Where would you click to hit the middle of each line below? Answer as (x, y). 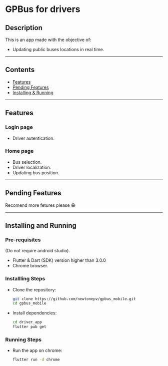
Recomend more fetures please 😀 (40, 205)
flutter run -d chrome (36, 360)
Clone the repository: (34, 289)
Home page (19, 151)
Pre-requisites (23, 240)
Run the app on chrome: (37, 350)
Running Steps (23, 340)
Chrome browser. (30, 266)
